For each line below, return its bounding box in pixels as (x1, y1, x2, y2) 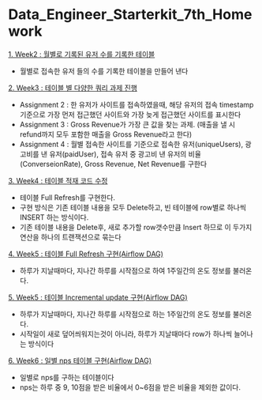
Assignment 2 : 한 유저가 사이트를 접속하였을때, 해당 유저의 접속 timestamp (19, 100, 254, 109)
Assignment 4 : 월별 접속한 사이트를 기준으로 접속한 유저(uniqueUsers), (19, 139, 244, 149)
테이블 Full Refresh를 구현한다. (19, 192, 116, 202)
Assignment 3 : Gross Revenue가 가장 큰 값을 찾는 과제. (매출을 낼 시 (19, 119, 235, 129)
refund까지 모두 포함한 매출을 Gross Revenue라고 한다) (19, 129, 193, 139)
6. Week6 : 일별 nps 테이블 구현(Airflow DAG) (8, 356, 152, 365)
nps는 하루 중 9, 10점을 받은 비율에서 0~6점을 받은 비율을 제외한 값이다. (19, 382, 241, 392)
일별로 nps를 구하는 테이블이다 (19, 372, 114, 382)
